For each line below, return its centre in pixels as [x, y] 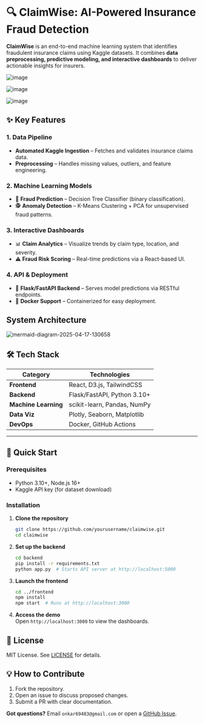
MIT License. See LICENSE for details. [54, 655]
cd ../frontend [34, 592]
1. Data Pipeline [29, 137]
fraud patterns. [34, 214]
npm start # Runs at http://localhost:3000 [72, 603]
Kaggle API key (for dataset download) [63, 489]
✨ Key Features [36, 120]
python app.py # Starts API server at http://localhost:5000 [95, 569]
